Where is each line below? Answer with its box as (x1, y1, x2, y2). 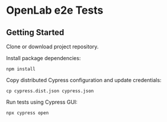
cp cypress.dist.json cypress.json (6, 88, 94, 94)
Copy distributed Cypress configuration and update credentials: (6, 77, 162, 83)
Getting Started (6, 27, 65, 37)
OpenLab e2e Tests (6, 4, 104, 17)
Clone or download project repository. (6, 43, 99, 50)
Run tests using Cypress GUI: (6, 99, 78, 105)
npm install (6, 66, 36, 72)
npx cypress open (6, 110, 49, 116)
